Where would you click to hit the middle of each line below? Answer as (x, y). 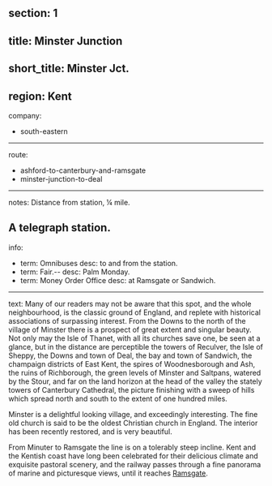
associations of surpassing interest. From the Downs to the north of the (127, 320)
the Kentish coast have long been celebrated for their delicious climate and (134, 456)
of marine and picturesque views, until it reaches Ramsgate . (108, 473)
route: (18, 154)
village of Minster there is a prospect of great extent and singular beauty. (130, 329)
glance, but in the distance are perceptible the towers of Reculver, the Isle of (136, 346)
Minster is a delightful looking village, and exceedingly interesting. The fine (133, 414)
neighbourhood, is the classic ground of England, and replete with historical (135, 312)
